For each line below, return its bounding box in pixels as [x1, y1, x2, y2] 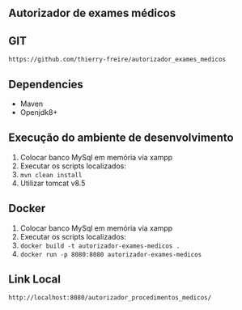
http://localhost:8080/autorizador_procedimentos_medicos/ [8, 294, 212, 302]
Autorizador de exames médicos [8, 6, 176, 20]
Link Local [8, 273, 61, 287]
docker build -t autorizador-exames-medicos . [19, 242, 180, 250]
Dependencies [8, 77, 83, 91]
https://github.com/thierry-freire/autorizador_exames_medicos [8, 56, 227, 64]
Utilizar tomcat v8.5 [19, 178, 86, 188]
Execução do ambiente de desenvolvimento [8, 131, 234, 145]
